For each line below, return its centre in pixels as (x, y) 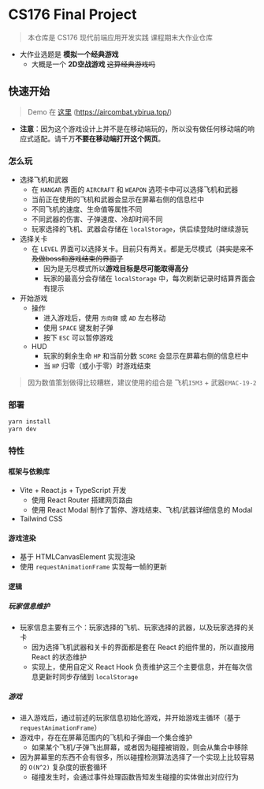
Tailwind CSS (41, 519)
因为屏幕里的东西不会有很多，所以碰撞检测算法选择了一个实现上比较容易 (137, 757)
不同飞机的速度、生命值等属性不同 (87, 209)
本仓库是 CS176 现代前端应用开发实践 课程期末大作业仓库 (120, 37)
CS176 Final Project (73, 15)
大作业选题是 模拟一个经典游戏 (69, 54)
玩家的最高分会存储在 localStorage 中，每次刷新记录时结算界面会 (149, 279)
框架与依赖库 (29, 471)
